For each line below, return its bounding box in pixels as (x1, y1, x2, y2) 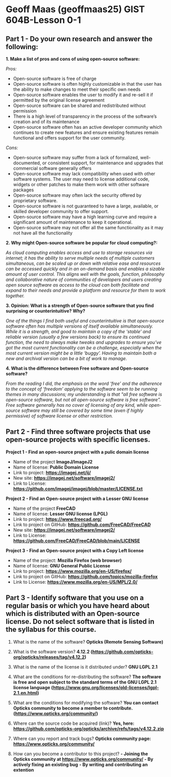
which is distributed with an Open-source (6, 610, 140, 618)
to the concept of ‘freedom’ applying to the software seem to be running (6, 386, 158, 392)
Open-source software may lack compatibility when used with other (13, 171, 155, 176)
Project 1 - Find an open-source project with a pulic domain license (6, 449, 149, 455)
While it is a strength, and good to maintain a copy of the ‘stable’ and (6, 329, 151, 334)
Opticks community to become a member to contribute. (13, 705, 133, 711)
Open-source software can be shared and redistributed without (13, 102, 146, 109)
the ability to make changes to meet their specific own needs (13, 86, 141, 92)
